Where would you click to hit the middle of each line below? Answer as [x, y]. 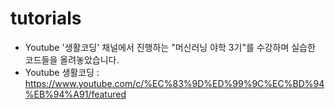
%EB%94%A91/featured [75, 94]
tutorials [46, 18]
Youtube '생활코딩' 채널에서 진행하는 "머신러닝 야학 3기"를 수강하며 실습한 [170, 47]
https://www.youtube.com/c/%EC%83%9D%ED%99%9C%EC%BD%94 [174, 83]
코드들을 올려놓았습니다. [72, 59]
